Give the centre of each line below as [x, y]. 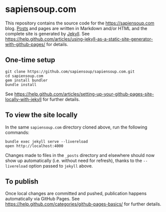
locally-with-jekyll [23, 99]
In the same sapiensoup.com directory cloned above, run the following [76, 127]
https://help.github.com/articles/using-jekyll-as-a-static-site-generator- [79, 39]
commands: [17, 132]
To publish [22, 181]
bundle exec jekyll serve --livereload [47, 141]
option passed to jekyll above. [61, 165]
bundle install [21, 84]
